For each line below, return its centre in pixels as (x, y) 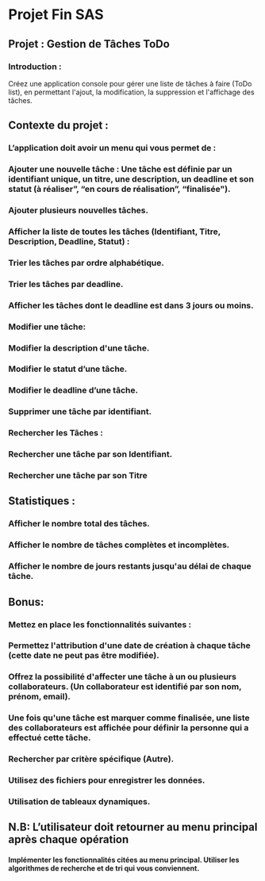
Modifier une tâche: (47, 327)
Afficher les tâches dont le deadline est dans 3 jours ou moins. (131, 305)
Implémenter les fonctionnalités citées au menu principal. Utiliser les (124, 860)
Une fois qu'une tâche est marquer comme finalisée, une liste (129, 718)
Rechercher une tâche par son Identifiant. (90, 454)
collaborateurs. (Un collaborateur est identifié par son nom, (125, 687)
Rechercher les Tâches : (56, 433)
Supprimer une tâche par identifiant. (80, 412)
